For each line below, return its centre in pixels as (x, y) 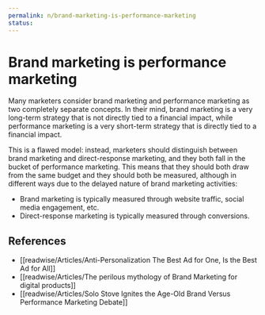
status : (21, 23)
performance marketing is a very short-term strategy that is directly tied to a (132, 126)
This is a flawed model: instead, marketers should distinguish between (123, 150)
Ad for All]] (37, 269)
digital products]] (48, 286)
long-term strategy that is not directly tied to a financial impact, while (121, 118)
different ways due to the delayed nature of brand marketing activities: (123, 184)
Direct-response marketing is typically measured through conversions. (135, 216)
